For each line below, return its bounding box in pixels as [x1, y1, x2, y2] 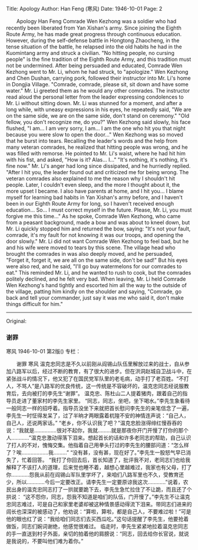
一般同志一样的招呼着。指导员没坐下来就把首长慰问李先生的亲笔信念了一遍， [6, 405, 192, 412]
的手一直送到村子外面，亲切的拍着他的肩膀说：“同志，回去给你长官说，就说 [6, 531, 190, 538]
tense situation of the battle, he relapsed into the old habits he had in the [6, 43, 182, 50]
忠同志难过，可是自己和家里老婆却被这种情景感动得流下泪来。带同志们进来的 [6, 501, 192, 508]
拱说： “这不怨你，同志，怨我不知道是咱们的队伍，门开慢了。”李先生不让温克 [6, 493, 190, 500]
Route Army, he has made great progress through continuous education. [6, 31, 182, 37]
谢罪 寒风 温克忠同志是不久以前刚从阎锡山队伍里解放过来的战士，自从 [16, 360, 184, 367]
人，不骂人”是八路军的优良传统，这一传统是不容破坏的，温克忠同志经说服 [6, 383, 184, 390]
